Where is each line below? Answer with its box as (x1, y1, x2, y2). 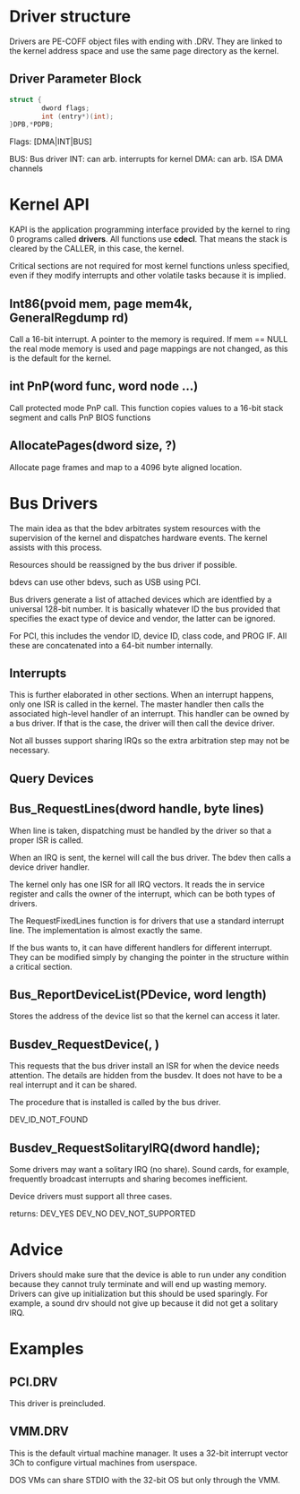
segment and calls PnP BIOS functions (9, 412, 151, 423)
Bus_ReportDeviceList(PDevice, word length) (9, 987, 267, 1002)
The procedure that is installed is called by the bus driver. (9, 1097, 221, 1108)
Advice (9, 1240, 64, 1260)
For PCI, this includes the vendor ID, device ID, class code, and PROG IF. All (9, 630, 287, 641)
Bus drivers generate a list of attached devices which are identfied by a (9, 594, 272, 605)
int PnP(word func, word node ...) (9, 379, 199, 394)
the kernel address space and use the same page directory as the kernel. (9, 45, 279, 56)
